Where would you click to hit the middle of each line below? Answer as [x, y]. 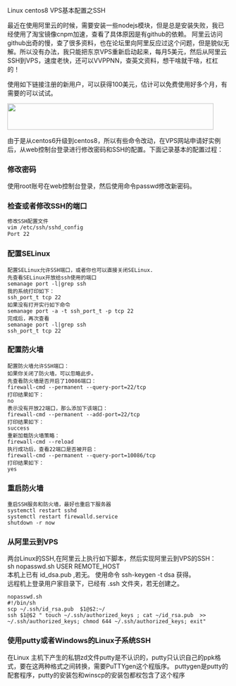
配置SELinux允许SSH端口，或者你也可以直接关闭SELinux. [80, 270]
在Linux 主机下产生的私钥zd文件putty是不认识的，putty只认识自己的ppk [111, 657]
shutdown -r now [31, 523]
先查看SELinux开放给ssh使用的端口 [52, 277]
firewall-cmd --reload [41, 442]
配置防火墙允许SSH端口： [38, 366]
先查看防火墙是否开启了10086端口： [52, 381]
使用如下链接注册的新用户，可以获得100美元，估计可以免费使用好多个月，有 [117, 84]
